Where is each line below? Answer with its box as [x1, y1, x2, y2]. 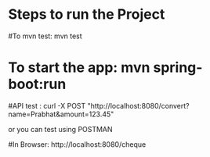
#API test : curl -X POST [8, 101, 86, 110]
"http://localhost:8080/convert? [87, 101, 190, 110]
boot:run [8, 76, 67, 93]
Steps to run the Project [8, 5, 165, 23]
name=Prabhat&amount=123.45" [8, 109, 114, 119]
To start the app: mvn [8, 59, 150, 77]
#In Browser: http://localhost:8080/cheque [8, 139, 147, 149]
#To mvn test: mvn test [8, 31, 82, 41]
